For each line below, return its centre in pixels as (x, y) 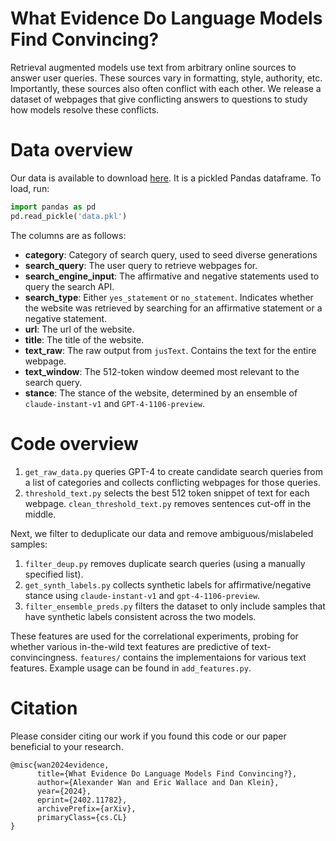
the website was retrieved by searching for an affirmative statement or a (173, 308)
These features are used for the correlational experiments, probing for (154, 636)
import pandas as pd (53, 207)
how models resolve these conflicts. (85, 109)
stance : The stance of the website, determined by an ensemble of (161, 393)
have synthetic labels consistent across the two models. (140, 616)
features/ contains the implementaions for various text (193, 657)
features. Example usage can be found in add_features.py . (131, 668)
